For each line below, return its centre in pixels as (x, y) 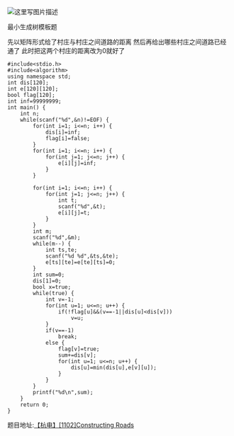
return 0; (35, 405)
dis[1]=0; (47, 281)
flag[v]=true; (79, 349)
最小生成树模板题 (32, 27)
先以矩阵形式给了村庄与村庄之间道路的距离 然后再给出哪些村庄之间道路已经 (117, 42)
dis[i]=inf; (63, 132)
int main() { (27, 108)
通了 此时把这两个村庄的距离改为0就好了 (66, 51)
